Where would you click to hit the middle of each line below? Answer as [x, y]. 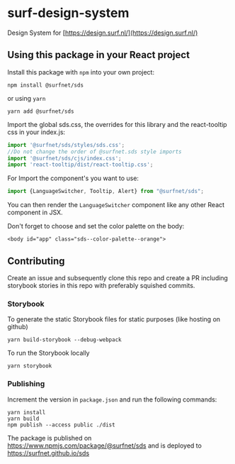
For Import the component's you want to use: [73, 178]
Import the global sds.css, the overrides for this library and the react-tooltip [117, 124]
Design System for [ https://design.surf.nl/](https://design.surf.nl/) [103, 33]
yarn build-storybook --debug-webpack [64, 340]
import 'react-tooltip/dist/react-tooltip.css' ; [80, 165]
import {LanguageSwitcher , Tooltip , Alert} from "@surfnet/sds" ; [105, 192]
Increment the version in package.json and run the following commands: [112, 399]
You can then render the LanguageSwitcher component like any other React [116, 205]
